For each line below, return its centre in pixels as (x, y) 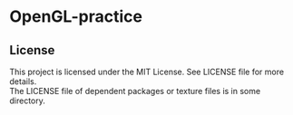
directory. (27, 101)
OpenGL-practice (76, 17)
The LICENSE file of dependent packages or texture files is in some (135, 91)
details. (23, 81)
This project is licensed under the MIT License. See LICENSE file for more (146, 72)
